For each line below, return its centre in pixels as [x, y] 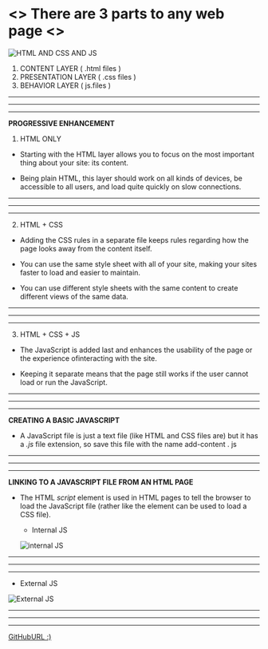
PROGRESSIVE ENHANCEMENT [61, 123]
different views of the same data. [74, 296]
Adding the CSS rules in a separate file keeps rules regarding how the [134, 239]
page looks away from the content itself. [86, 248]
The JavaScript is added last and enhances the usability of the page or [136, 350]
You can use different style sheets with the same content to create [129, 287]
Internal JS [49, 530]
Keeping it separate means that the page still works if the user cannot [134, 374]
